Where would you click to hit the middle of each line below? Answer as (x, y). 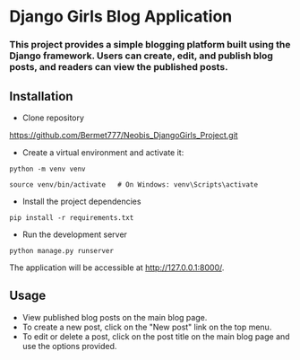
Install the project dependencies (81, 201)
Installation (41, 96)
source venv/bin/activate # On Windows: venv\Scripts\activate (133, 184)
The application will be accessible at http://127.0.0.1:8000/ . (117, 268)
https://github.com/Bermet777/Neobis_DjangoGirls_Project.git (124, 135)
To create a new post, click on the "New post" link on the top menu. (147, 327)
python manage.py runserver (62, 250)
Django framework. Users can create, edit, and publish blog (141, 56)
